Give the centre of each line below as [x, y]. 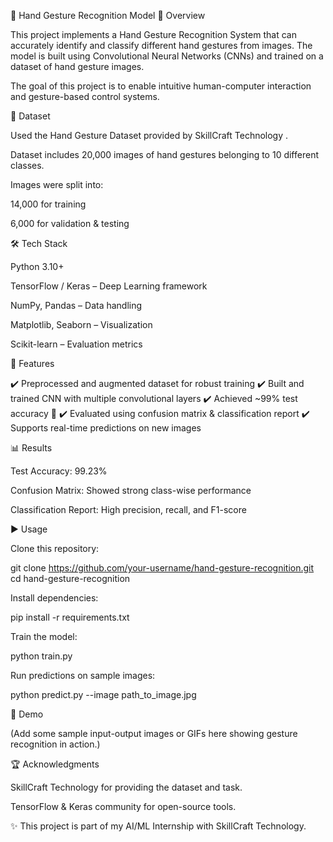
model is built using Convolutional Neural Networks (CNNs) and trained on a [167, 56]
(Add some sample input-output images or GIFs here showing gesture [154, 733]
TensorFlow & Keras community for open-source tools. [123, 806]
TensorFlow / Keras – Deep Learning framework [109, 286]
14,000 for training [48, 204]
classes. [27, 165]
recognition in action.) [55, 744]
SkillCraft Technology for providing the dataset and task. [126, 787]
